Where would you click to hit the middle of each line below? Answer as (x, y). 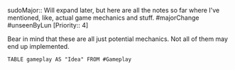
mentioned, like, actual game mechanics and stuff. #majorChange (103, 18)
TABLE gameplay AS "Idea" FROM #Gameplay (70, 59)
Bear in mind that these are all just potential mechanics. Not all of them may (118, 39)
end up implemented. (38, 46)
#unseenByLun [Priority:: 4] (48, 25)
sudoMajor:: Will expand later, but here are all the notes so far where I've (114, 10)
